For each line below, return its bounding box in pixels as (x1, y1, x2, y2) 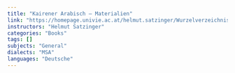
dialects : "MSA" (7, 49, 55, 56)
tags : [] (7, 36, 33, 43)
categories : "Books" (7, 29, 68, 37)
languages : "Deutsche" (7, 56, 73, 63)
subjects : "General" (7, 42, 68, 49)
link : (7, 17, 23, 24)
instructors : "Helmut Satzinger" (7, 23, 105, 30)
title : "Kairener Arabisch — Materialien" (7, 10, 133, 17)
